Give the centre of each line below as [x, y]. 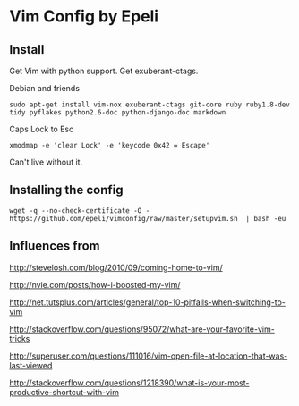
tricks [20, 338]
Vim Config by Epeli [84, 17]
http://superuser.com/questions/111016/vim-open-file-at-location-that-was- [149, 356]
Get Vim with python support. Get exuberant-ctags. [104, 71]
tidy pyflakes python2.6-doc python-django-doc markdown [118, 113]
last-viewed [31, 365]
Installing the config [66, 190]
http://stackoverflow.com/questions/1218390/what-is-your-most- [129, 383]
